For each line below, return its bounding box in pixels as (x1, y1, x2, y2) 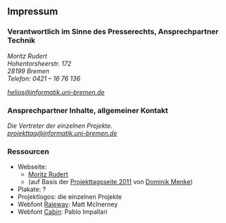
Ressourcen (7, 146, 49, 156)
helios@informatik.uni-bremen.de (7, 88, 105, 96)
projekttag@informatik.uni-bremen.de (7, 128, 118, 137)
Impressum (7, 6, 58, 18)
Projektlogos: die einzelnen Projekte (17, 193, 122, 201)
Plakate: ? (17, 185, 46, 193)
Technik (7, 35, 36, 45)
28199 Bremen (7, 66, 50, 75)
